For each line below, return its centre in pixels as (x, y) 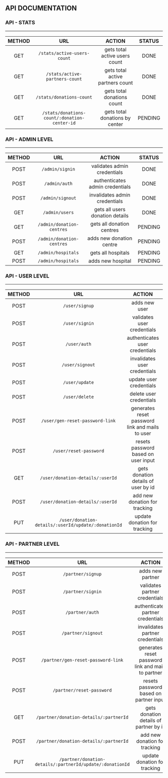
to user (143, 433)
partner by (148, 727)
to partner (150, 672)
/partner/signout (82, 633)
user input (143, 460)
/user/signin (78, 323)
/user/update (78, 382)
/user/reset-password (78, 451)
